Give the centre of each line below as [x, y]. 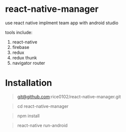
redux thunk [24, 57]
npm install [28, 116]
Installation [29, 83]
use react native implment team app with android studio [62, 23]
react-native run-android [42, 125]
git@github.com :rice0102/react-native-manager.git [69, 96]
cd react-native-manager [43, 106]
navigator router [29, 63]
